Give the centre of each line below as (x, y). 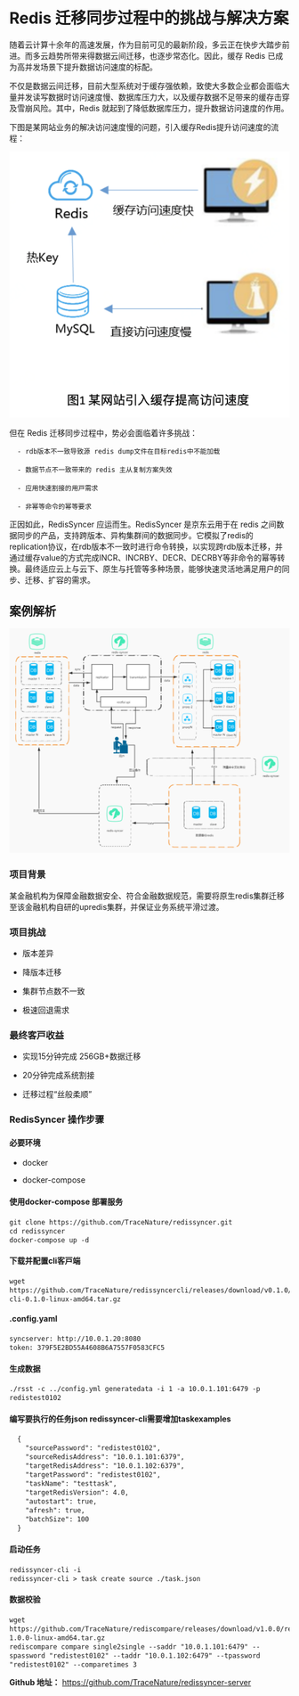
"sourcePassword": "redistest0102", (93, 1448)
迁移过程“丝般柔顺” (57, 1094)
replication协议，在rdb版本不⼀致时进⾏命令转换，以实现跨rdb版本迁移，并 (146, 547)
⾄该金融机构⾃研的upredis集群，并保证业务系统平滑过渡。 (117, 906)
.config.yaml (33, 1319)
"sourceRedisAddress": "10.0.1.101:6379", (105, 1457)
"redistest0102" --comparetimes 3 (73, 1664)
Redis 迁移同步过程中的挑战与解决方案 (149, 18)
